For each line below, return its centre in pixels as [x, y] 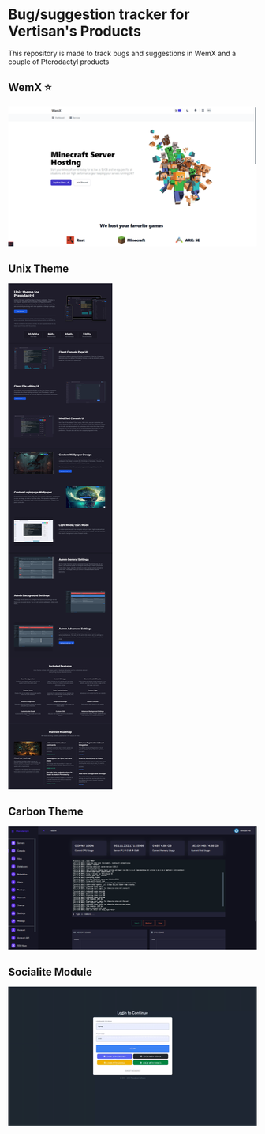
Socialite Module [50, 971]
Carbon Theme [46, 812]
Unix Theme [39, 268]
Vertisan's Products [75, 31]
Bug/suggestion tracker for [99, 15]
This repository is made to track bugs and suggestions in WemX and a [122, 53]
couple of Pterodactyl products [59, 62]
